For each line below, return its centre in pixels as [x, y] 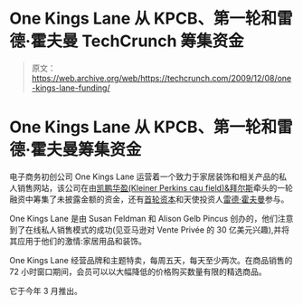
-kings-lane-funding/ [71, 88]
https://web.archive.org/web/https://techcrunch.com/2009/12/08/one [161, 78]
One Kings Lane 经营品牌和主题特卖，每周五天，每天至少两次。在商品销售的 [151, 260]
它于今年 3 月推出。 [46, 291]
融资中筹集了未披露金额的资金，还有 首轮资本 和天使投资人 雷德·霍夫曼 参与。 [149, 199]
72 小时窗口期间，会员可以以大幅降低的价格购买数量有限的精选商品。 [138, 272]
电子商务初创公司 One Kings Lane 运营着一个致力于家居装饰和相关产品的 [144, 176]
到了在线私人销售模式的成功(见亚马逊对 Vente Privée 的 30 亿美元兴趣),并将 [150, 229]
